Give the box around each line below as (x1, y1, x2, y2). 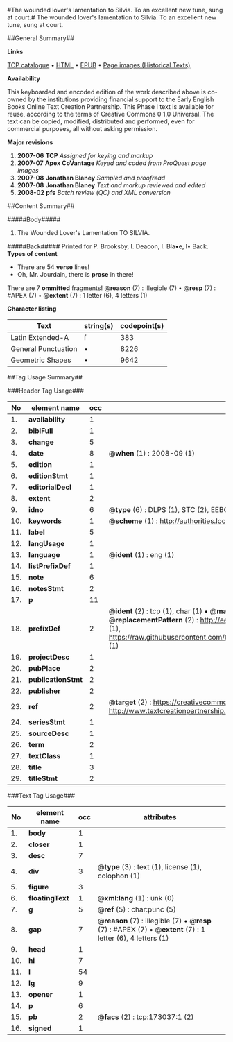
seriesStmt (28, 717, 66, 727)
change (28, 437, 54, 447)
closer (28, 839, 50, 849)
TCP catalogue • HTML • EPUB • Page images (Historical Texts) (7, 61, 191, 69)
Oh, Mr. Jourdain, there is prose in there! (17, 271, 134, 278)
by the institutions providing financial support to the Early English (28, 95, 214, 103)
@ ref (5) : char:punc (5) (97, 905, 177, 914)
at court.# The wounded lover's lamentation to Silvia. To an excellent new (7, 13, 217, 22)
